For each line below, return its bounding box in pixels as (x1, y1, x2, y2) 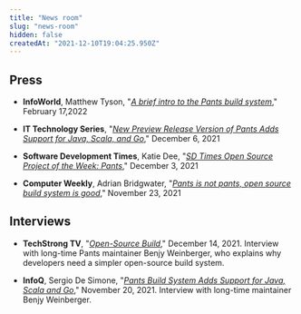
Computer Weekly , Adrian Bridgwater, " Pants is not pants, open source (22, 178, 292, 189)
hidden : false (9, 30, 63, 39)
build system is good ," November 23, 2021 (22, 188, 181, 199)
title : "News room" (9, 13, 83, 23)
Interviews (9, 214, 71, 230)
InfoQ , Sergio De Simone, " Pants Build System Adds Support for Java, (22, 274, 286, 286)
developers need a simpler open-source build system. (22, 257, 225, 268)
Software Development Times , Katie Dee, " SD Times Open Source (22, 151, 274, 162)
